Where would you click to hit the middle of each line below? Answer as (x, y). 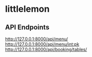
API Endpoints (27, 27)
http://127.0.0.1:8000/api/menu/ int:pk (42, 44)
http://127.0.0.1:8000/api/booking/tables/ (46, 49)
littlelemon (28, 9)
